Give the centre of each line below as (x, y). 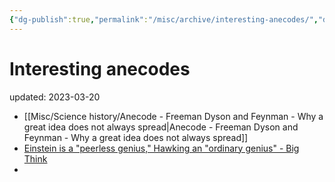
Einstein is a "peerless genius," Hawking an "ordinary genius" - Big (161, 148)
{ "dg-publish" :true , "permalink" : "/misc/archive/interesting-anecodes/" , (164, 19)
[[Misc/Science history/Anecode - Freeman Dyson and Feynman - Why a (173, 116)
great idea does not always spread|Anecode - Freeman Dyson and (161, 127)
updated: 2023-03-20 (55, 97)
